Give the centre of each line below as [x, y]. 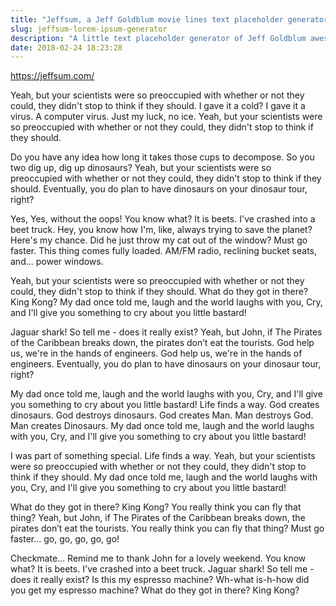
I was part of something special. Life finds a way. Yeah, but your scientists [163, 456]
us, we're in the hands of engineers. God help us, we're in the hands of [156, 353]
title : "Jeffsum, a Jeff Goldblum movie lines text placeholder [147, 19]
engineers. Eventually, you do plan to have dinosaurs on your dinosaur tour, [166, 364]
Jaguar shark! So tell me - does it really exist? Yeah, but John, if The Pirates [166, 332]
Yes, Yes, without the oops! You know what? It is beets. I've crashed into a [163, 219]
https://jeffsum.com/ [52, 76]
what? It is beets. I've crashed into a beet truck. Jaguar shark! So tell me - [162, 569]
